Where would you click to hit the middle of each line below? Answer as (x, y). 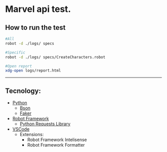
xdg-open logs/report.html (33, 71)
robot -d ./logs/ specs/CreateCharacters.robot (55, 57)
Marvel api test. (38, 9)
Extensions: (32, 135)
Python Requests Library (45, 124)
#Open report (19, 66)
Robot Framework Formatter (56, 145)
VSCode (21, 129)
